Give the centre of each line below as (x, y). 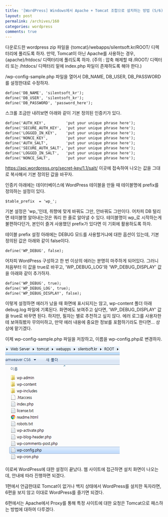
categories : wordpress (29, 27)
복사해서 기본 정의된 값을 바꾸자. (42, 174)
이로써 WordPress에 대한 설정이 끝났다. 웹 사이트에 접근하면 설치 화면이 (75, 469)
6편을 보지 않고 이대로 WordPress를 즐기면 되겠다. (55, 492)
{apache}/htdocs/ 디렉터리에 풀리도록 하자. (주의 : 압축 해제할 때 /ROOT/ (77, 60)
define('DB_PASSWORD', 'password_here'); (49, 103)
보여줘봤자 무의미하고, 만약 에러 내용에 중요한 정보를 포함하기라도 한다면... (82, 322)
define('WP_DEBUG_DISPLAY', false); (43, 294)
